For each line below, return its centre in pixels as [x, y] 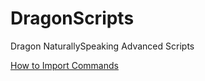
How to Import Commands [64, 65]
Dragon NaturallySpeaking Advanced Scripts [102, 46]
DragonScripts [72, 18]
